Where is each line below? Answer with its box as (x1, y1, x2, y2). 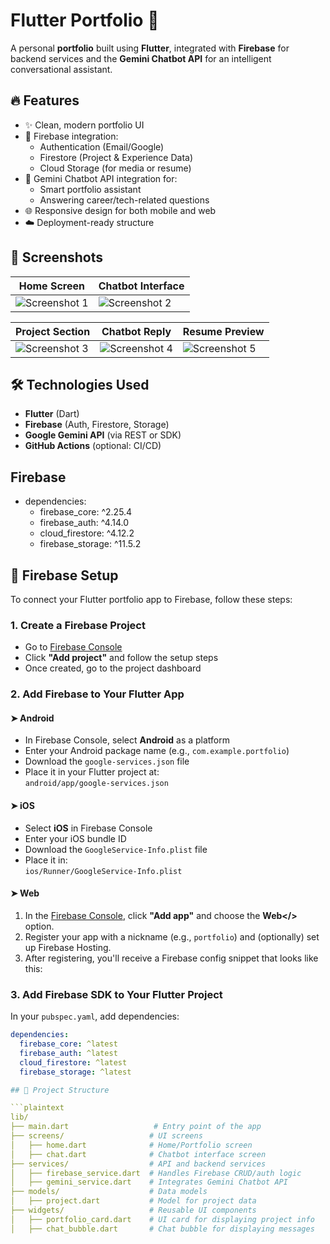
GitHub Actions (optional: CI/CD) (24, 440, 162, 452)
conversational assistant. (10, 63, 113, 75)
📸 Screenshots (10, 249, 104, 266)
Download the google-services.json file (24, 755, 190, 768)
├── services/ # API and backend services (10, 1159, 267, 1169)
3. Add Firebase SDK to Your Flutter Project (10, 987, 223, 1001)
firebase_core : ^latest (19, 1039, 118, 1049)
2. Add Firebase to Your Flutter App (10, 687, 185, 701)
